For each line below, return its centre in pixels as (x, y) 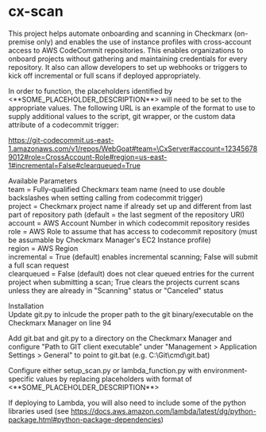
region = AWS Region (43, 248)
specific (21, 379)
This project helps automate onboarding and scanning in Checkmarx (120, 33)
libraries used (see (39, 411)
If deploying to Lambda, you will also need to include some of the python (127, 403)
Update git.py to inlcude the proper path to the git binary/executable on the (131, 314)
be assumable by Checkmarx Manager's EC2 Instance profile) (110, 240)
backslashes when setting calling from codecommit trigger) (106, 198)
